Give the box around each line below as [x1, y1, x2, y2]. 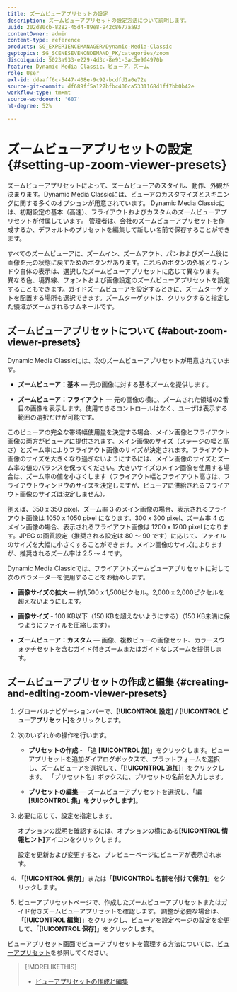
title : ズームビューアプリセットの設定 [7, 10, 108, 18]
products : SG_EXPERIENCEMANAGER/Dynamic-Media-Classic [7, 43, 173, 50]
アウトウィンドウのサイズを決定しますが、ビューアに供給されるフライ [19, 480, 224, 489]
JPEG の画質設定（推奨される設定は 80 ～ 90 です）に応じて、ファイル [18, 531, 226, 540]
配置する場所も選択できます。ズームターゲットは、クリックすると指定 [19, 293, 224, 301]
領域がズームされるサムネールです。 [13, 302, 118, 311]
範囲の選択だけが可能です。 [17, 413, 98, 421]
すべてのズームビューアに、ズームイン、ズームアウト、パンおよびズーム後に [7, 249, 229, 258]
